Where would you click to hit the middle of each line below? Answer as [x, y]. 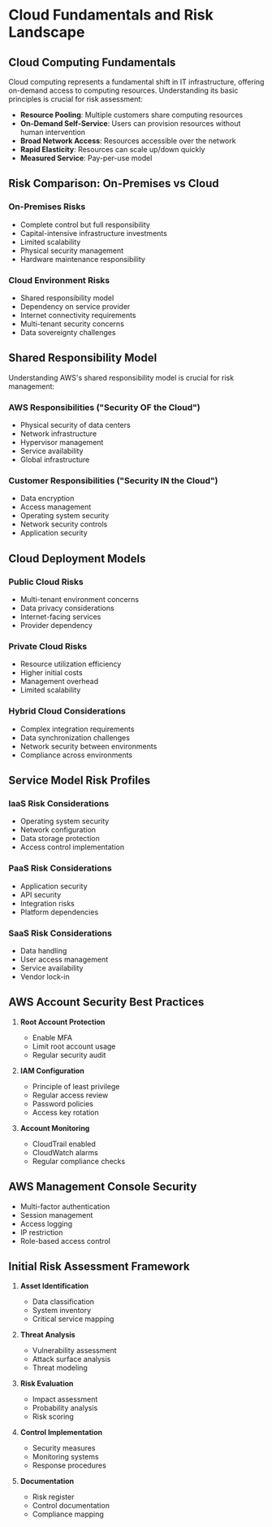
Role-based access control [65, 1241]
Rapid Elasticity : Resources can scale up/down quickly [112, 149]
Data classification [63, 1302]
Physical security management [72, 251]
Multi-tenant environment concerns [80, 600]
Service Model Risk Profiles [80, 781]
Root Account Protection [63, 1022]
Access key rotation [65, 1112]
